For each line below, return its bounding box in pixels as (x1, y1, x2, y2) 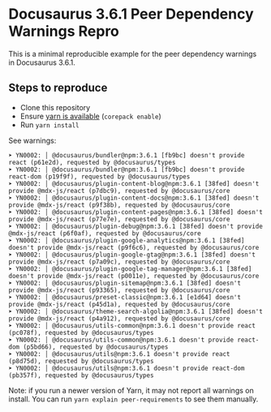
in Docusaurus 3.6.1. (8, 58, 75, 67)
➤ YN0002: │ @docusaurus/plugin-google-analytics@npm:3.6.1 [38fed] (8, 236, 245, 244)
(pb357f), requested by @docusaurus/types (8, 371, 154, 380)
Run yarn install (19, 119, 80, 130)
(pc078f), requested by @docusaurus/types (8, 328, 154, 337)
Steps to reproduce (8, 81, 108, 95)
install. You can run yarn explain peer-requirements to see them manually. (8, 394, 259, 404)
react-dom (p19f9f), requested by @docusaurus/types (8, 172, 191, 181)
